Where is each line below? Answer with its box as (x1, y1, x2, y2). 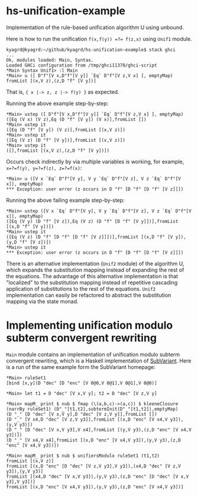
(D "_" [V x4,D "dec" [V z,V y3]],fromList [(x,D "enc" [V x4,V (6, 416, 168, 422)
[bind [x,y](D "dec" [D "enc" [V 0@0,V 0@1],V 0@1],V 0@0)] (6, 380, 158, 386)
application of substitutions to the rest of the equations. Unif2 (6, 285, 156, 292)
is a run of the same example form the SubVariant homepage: (6, 363, 155, 370)
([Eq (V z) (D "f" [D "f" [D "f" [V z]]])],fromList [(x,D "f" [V (6, 234, 173, 240)
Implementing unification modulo (6, 319, 173, 332)
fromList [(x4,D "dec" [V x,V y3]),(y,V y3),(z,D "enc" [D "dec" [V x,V (6, 473, 189, 479)
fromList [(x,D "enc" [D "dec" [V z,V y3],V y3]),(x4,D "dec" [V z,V (6, 463, 181, 469)
